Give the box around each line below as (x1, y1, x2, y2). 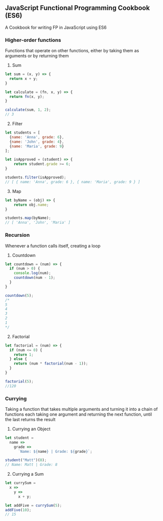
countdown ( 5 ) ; (5, 293, 34, 298)
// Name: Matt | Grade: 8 (5, 463, 57, 467)
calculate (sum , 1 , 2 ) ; (5, 107, 51, 113)
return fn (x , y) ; (9, 94, 45, 99)
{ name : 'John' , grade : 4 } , (9, 139, 64, 144)
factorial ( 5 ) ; (5, 379, 34, 384)
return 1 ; (14, 352, 34, 357)
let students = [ (5, 130, 40, 135)
